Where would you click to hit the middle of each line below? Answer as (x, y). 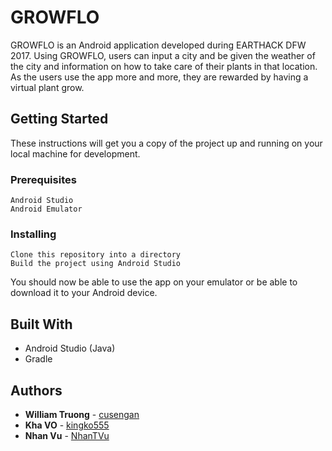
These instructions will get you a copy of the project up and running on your (166, 143)
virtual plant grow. (47, 87)
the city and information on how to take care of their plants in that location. (164, 66)
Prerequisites (43, 179)
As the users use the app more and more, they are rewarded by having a (159, 77)
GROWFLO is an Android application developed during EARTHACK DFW (158, 45)
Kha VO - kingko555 (67, 425)
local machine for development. (75, 153)
